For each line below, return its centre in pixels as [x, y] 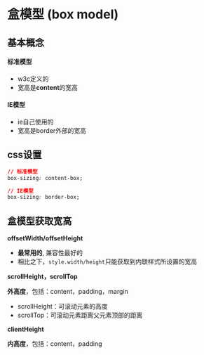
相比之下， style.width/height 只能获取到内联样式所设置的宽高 [107, 262]
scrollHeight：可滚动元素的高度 [62, 306]
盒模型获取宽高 [40, 221]
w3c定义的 [33, 79]
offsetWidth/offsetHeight [45, 238]
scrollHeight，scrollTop [43, 277]
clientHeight [26, 329]
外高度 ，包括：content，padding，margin [68, 292]
